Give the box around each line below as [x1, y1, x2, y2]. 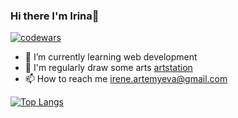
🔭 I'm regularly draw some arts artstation [24, 62, 193, 74]
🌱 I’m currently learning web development [24, 51, 198, 63]
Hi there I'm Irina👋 [10, 9, 100, 23]
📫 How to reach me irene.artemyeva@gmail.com [24, 73, 228, 85]
